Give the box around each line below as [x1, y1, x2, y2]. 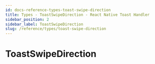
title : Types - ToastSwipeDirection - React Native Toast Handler [5, 12, 150, 17]
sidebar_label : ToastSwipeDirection [5, 21, 83, 27]
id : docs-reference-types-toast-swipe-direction [5, 7, 111, 13]
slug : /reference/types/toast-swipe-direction [5, 26, 106, 31]
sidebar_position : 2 [5, 17, 50, 22]
